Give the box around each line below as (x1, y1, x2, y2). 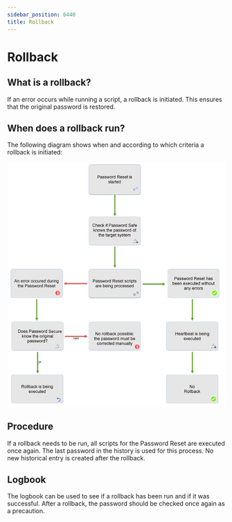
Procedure (7, 421, 54, 433)
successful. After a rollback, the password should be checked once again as (7, 499, 225, 508)
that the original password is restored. (7, 102, 116, 111)
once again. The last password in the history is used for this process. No (7, 447, 214, 455)
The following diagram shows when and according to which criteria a (7, 141, 204, 149)
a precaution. (7, 507, 45, 515)
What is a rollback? (7, 77, 91, 89)
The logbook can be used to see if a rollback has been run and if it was (7, 492, 210, 501)
